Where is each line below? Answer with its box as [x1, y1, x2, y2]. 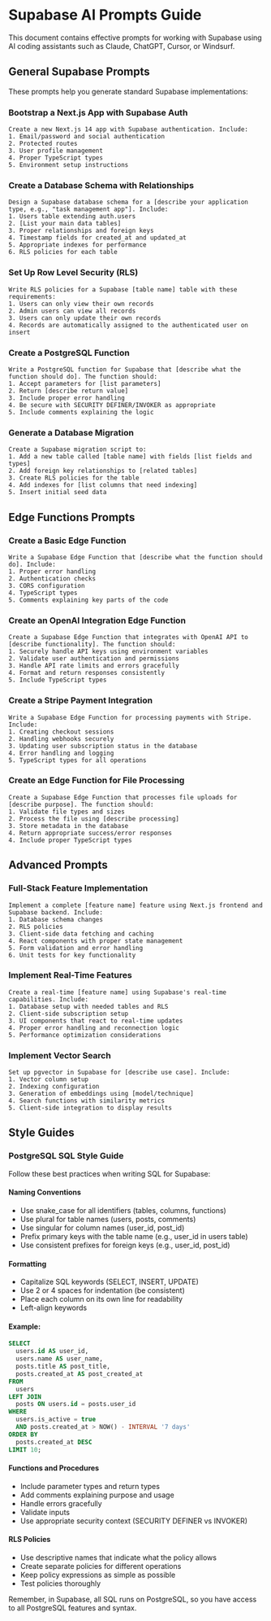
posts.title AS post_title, [15, 1362, 111, 1371]
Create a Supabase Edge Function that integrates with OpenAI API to [8, 633, 249, 642]
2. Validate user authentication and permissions [8, 655, 180, 663]
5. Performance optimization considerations [8, 1031, 161, 1039]
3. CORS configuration [8, 581, 85, 589]
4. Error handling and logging [8, 749, 114, 757]
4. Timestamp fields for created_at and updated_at [8, 234, 187, 242]
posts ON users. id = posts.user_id [15, 1400, 136, 1409]
